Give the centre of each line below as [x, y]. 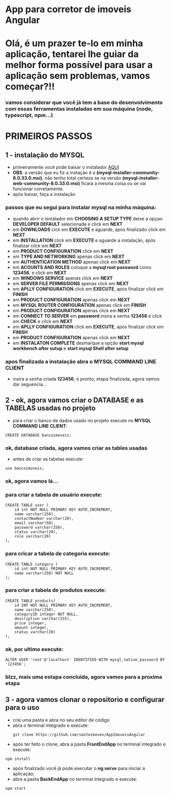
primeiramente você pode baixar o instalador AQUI [66, 167]
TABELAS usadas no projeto [50, 408]
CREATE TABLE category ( [32, 564]
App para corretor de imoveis [68, 9]
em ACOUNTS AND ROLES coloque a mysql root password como [82, 267]
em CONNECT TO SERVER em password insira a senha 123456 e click [87, 316]
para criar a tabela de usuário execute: [54, 494]
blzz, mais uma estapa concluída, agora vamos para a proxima [84, 677]
